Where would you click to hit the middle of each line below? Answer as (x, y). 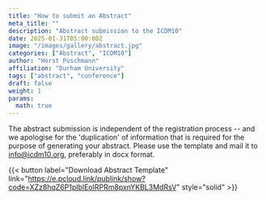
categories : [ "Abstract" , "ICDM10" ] (70, 53)
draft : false (30, 83)
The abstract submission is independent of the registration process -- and (132, 129)
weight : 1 (25, 91)
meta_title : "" (34, 23)
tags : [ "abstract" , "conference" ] (67, 76)
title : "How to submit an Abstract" (70, 16)
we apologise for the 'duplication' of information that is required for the (127, 137)
